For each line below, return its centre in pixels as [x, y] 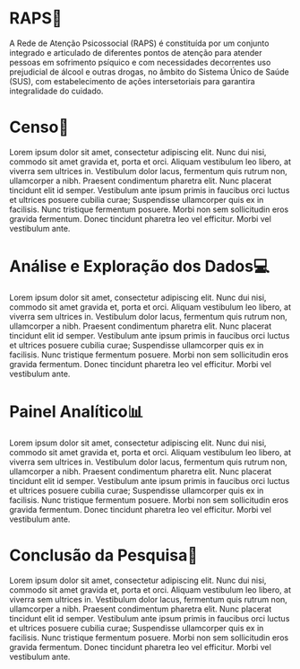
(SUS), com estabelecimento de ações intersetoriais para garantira [132, 81]
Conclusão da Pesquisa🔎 [104, 555]
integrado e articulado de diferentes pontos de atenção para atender [136, 52]
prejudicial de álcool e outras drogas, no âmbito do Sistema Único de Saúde [149, 72]
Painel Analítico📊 [77, 411]
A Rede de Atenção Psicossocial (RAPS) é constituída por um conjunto [139, 43]
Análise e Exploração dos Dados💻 [140, 266]
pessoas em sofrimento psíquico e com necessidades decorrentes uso [140, 62]
